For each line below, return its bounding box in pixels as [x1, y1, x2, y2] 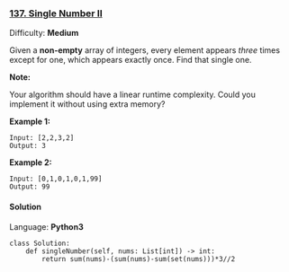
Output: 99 [9, 182, 50, 191]
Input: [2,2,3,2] [9, 134, 75, 143]
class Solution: [9, 239, 70, 248]
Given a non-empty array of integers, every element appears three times [9, 45, 281, 56]
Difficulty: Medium [9, 28, 79, 39]
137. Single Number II [9, 7, 103, 20]
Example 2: [9, 157, 52, 168]
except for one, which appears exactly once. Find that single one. [9, 55, 252, 66]
